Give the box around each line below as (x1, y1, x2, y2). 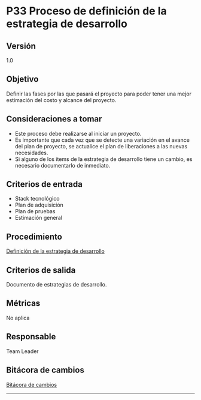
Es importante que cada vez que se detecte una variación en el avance (14, 136, 190, 144)
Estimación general (14, 214, 63, 222)
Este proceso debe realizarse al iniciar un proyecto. (14, 130, 142, 137)
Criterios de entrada (6, 179, 83, 190)
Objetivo (6, 74, 39, 85)
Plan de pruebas (14, 208, 56, 215)
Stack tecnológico (14, 195, 60, 202)
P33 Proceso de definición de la (6, 4, 167, 18)
